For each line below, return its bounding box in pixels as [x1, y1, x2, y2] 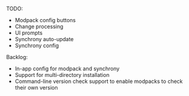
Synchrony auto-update [14, 36, 74, 42]
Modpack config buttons [14, 17, 76, 23]
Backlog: [6, 54, 28, 60]
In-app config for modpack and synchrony [14, 65, 120, 72]
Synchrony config [14, 42, 59, 49]
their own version [14, 84, 58, 91]
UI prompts [14, 29, 43, 36]
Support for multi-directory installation [14, 72, 109, 78]
